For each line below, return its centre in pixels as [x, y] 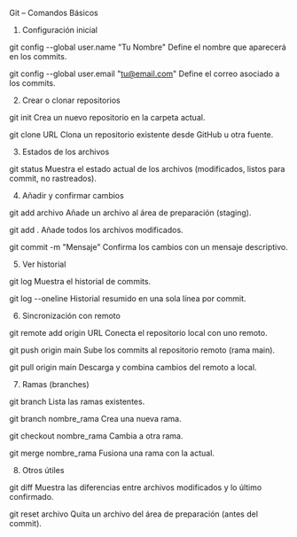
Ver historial [44, 264]
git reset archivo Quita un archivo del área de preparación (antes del [134, 514]
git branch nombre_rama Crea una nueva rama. [95, 419]
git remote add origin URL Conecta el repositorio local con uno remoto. [138, 333]
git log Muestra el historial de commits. [80, 281]
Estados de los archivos [66, 152]
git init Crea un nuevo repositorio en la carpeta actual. [107, 117]
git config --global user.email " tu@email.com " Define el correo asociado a [145, 74]
